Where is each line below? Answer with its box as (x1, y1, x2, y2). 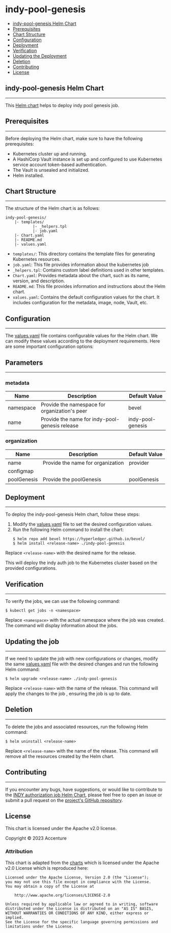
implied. (5, 915, 24, 920)
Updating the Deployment (12, 52, 67, 59)
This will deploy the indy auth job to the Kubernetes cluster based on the (5, 559, 158, 566)
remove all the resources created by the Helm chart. (5, 753, 115, 759)
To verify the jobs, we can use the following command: (5, 598, 121, 604)
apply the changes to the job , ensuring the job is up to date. (5, 690, 132, 697)
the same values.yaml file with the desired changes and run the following (5, 661, 159, 667)
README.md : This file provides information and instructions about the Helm (12, 283, 165, 289)
